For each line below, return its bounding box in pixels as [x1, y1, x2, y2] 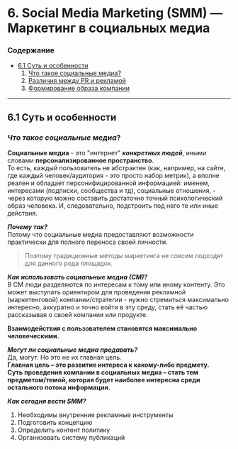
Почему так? [7, 223, 48, 231]
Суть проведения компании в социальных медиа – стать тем [7, 368, 198, 377]
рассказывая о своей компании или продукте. [7, 311, 148, 319]
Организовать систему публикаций [17, 433, 125, 442]
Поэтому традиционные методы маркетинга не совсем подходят [24, 252, 224, 260]
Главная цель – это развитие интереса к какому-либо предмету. [7, 360, 210, 370]
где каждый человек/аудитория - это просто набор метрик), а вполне [7, 172, 220, 180]
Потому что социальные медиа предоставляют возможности [7, 231, 194, 239]
